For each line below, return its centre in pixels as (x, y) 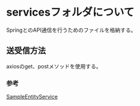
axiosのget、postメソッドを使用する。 (54, 66)
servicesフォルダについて (70, 12)
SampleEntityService (32, 97)
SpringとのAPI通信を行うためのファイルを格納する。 (71, 30)
